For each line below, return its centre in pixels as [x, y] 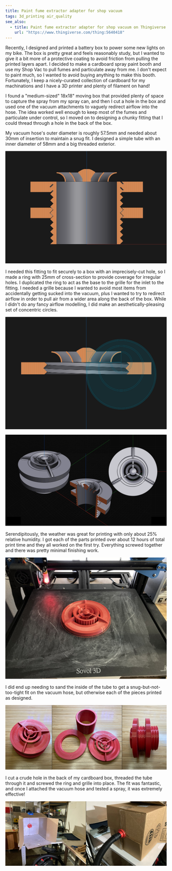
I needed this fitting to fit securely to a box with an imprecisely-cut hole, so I [85, 272]
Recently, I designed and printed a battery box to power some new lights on [85, 48]
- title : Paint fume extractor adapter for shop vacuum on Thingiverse [88, 27]
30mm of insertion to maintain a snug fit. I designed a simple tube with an [83, 139]
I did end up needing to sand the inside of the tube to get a [67, 687]
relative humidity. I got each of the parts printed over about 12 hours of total [85, 539]
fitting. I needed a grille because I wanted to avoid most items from [76, 288]
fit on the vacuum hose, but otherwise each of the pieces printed [93, 692]
